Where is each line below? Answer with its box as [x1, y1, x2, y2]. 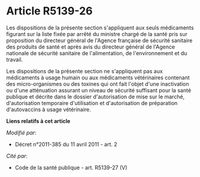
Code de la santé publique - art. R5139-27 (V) [14, 164, 128, 171]
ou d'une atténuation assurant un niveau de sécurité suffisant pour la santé [6, 86, 192, 94]
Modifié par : [6, 129, 37, 136]
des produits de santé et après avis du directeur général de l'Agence [6, 43, 175, 50]
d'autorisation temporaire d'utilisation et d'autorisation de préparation [6, 99, 178, 106]
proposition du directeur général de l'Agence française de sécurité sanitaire [6, 37, 193, 44]
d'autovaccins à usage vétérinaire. [6, 106, 92, 113]
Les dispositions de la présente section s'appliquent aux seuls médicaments [6, 24, 194, 31]
